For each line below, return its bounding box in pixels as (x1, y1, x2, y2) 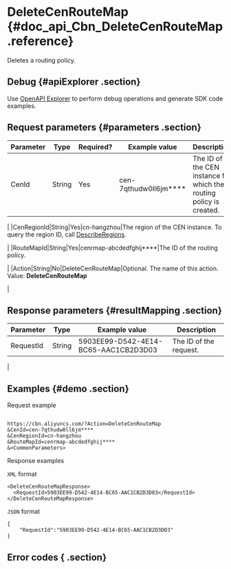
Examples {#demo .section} (7, 383, 129, 394)
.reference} (7, 34, 74, 49)
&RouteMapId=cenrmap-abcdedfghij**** (7, 438, 115, 446)
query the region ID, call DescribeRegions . (7, 230, 127, 238)
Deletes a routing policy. (7, 56, 76, 64)
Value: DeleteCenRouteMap (7, 271, 87, 279)
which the (192, 180, 225, 189)
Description (176, 325, 217, 334)
